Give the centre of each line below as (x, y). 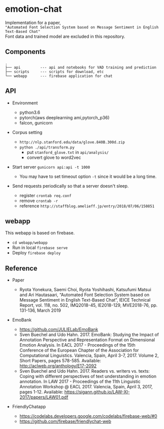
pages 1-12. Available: (41, 392)
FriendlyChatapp (29, 407)
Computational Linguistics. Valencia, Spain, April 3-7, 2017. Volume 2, (89, 355)
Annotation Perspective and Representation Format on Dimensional (87, 340)
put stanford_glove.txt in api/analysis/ (68, 152)
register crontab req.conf (46, 195)
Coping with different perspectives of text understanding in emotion (88, 377)
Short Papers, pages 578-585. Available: (60, 361)
